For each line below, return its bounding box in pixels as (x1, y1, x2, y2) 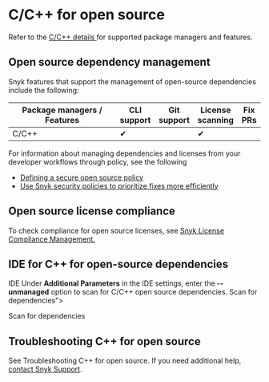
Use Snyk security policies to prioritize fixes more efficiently (19, 181, 219, 190)
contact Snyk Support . (8, 364, 82, 374)
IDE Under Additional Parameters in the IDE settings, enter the (8, 278, 215, 288)
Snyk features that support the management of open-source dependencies (8, 76, 256, 86)
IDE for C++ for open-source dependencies (8, 257, 229, 270)
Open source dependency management (8, 55, 211, 69)
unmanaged (8, 287, 50, 297)
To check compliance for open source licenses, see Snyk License (8, 226, 225, 235)
